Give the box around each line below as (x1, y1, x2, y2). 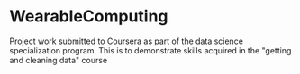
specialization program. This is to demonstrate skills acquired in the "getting (9, 45, 292, 55)
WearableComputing (9, 6, 168, 27)
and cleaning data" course (9, 54, 108, 65)
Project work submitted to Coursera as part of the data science (9, 36, 243, 46)
